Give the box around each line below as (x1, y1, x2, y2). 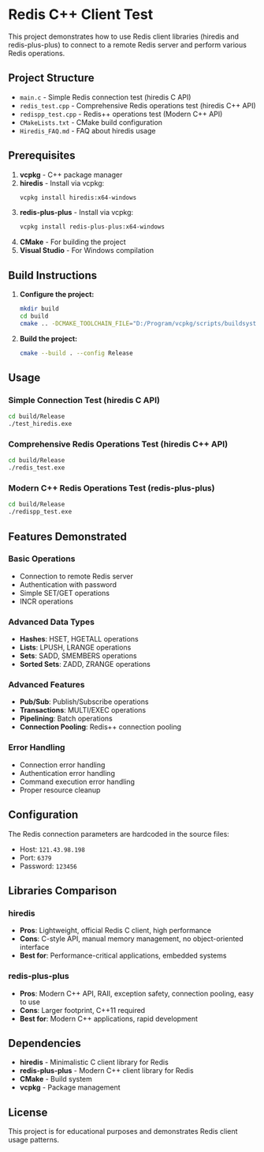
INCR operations (19, 597, 73, 606)
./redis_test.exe (8, 464, 65, 472)
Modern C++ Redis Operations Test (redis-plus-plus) (8, 483, 215, 494)
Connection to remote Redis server (19, 571, 134, 581)
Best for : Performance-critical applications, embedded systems (19, 951, 227, 961)
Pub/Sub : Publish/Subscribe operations (19, 697, 149, 706)
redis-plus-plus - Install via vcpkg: (19, 208, 134, 217)
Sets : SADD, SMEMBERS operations (19, 651, 137, 661)
